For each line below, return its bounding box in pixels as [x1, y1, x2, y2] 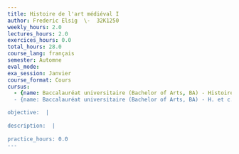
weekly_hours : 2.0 [7, 23, 62, 31]
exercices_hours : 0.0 [7, 37, 72, 44]
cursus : [7, 83, 31, 90]
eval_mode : [7, 63, 40, 70]
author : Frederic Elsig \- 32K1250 [7, 17, 119, 24]
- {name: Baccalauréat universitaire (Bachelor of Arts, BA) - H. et [14, 97, 224, 104]
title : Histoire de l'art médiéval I [7, 10, 119, 18]
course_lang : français [7, 50, 75, 57]
